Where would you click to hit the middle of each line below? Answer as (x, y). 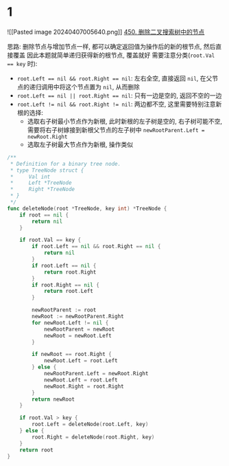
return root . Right (70, 272)
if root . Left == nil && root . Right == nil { (96, 247)
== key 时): (22, 63)
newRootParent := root (64, 310)
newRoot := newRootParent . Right (78, 317)
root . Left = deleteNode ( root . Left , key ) (90, 424)
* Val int (30, 177)
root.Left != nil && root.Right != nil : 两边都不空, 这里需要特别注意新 (119, 104)
